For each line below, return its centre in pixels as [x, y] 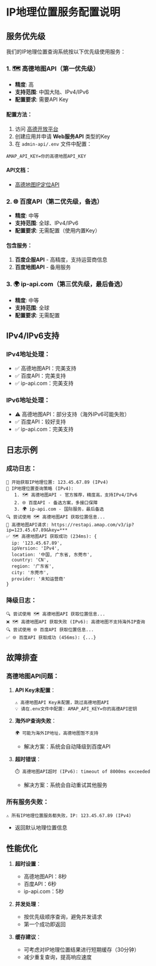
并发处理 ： [28, 904]
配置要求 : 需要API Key [41, 100]
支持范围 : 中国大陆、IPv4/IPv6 [52, 92]
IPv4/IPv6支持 [33, 335]
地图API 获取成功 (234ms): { [63, 536]
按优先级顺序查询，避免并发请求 [63, 917]
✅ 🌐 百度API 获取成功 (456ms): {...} [51, 638]
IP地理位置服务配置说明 [63, 12]
